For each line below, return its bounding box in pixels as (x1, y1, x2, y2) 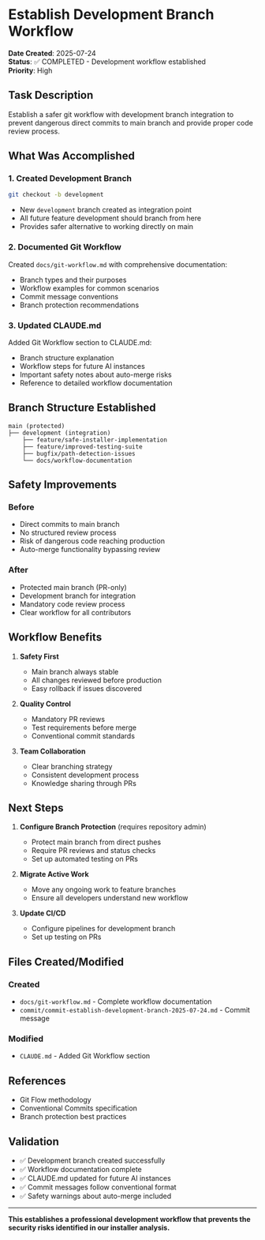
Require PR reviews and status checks (31, 846, 156, 855)
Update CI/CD (19, 908, 66, 918)
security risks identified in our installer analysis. (8, 1223, 170, 1232)
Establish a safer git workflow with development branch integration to (8, 109, 234, 119)
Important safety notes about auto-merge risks (19, 370, 172, 379)
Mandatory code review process (19, 599, 125, 609)
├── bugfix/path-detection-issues (22, 449, 136, 457)
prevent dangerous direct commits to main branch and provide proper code (8, 118, 254, 127)
